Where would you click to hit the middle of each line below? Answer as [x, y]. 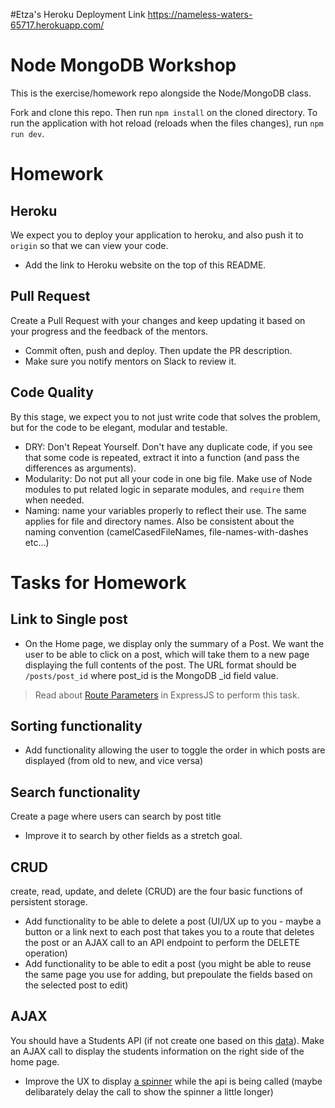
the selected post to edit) [76, 985]
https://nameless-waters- [200, 14]
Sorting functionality [76, 725]
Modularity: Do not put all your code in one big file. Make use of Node [168, 478]
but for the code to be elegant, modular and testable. [119, 427]
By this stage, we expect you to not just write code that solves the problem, [165, 416]
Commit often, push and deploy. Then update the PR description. [158, 350]
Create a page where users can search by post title [116, 816]
